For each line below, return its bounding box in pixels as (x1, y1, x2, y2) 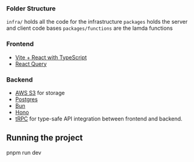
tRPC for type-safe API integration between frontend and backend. (15, 114, 182, 122)
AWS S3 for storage (15, 89, 65, 96)
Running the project (6, 133, 83, 143)
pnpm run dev (6, 149, 41, 156)
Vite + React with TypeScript (15, 54, 87, 61)
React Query (15, 60, 47, 68)
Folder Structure (6, 4, 56, 13)
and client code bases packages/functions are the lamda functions (6, 24, 173, 32)
